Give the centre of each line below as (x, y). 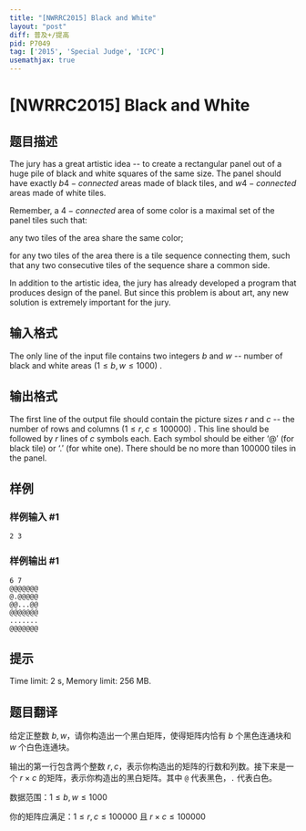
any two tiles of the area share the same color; (97, 238)
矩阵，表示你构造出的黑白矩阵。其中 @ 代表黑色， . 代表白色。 (162, 778)
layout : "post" (38, 26)
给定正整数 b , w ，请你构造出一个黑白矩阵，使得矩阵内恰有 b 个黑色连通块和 (150, 736)
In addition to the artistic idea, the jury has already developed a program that (153, 283)
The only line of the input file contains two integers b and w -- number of (146, 356)
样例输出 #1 (34, 561)
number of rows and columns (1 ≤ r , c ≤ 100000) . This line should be (139, 429)
